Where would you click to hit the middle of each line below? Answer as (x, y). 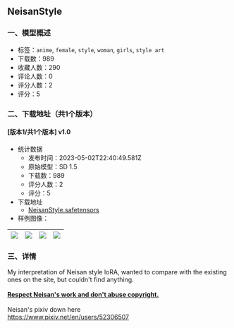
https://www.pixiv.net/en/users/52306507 (68, 317)
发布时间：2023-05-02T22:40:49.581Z (85, 157)
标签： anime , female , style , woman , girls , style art (91, 49)
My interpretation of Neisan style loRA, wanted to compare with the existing (117, 272)
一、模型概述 (29, 33)
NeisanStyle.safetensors (64, 209)
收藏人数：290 (39, 67)
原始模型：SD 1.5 (53, 166)
